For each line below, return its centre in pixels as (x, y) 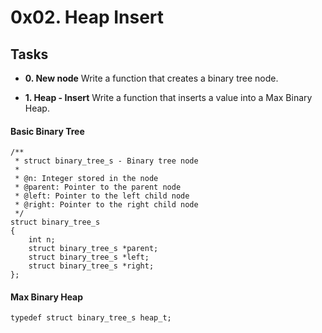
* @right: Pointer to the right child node (106, 205)
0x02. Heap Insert (87, 17)
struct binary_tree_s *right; (91, 266)
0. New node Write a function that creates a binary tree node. (151, 78)
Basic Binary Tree (47, 131)
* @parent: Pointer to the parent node (98, 187)
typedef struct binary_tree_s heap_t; (91, 318)
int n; (42, 240)
